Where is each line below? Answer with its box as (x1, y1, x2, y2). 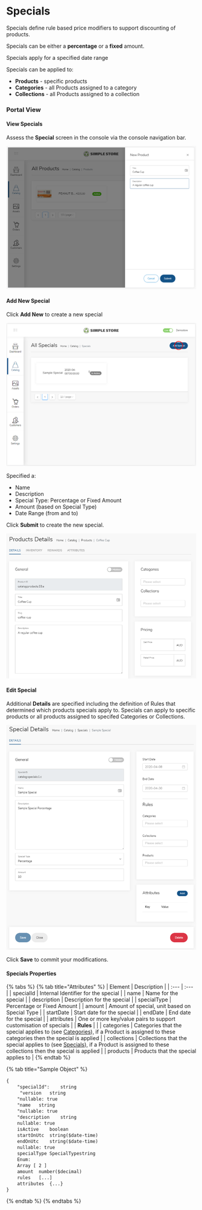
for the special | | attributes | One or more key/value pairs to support (6, 1015, 176, 1023)
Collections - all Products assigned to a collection (14, 90, 140, 97)
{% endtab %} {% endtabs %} (6, 1197, 81, 1205)
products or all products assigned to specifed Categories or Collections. (6, 712, 185, 720)
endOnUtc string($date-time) (17, 1139, 98, 1145)
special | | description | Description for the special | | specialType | (6, 996, 172, 1003)
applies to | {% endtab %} (6, 1054, 71, 1061)
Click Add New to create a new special (6, 310, 103, 318)
